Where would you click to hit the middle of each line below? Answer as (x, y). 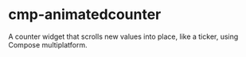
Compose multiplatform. (48, 44)
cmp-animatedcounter (85, 15)
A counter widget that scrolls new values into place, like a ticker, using (123, 36)
